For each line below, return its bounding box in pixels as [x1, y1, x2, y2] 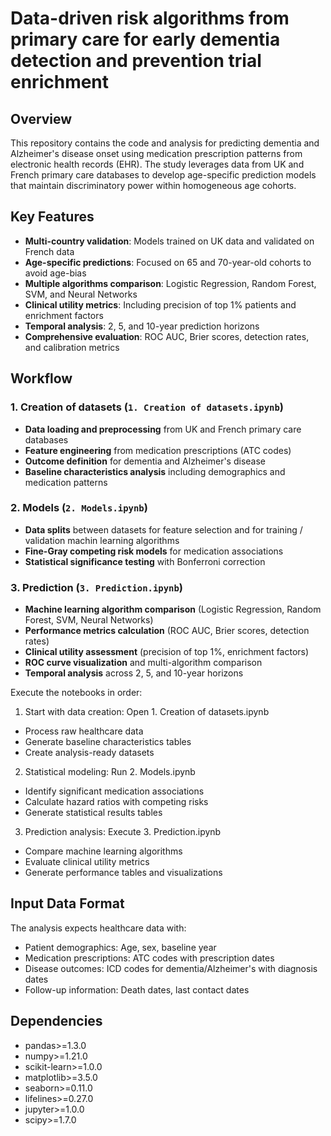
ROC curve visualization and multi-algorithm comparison [24, 657, 263, 669]
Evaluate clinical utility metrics [24, 856, 150, 868]
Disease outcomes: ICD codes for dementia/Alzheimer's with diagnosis [24, 962, 318, 974]
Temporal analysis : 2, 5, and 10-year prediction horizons [24, 320, 260, 332]
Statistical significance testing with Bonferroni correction [24, 555, 266, 567]
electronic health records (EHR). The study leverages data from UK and [10, 158, 305, 170]
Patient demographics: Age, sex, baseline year [24, 941, 217, 953]
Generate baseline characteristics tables [24, 736, 192, 748]
